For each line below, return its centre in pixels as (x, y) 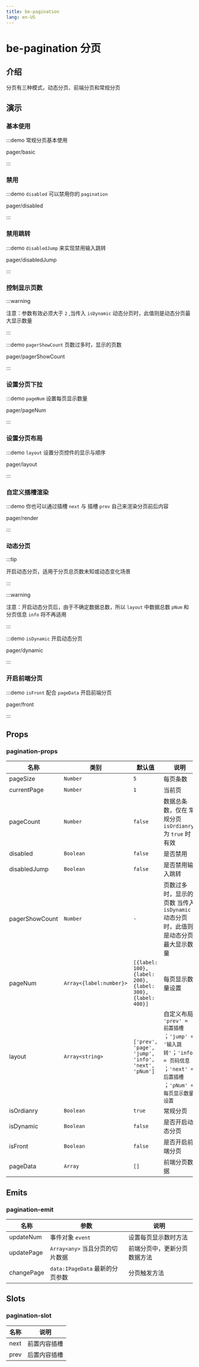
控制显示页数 (25, 288)
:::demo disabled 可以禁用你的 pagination (57, 194)
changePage (27, 1272)
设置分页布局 (25, 438)
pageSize (22, 779)
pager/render (22, 518)
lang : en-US (21, 17)
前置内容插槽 (45, 1343)
